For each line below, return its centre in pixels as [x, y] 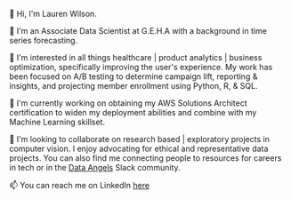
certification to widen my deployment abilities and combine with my [133, 112]
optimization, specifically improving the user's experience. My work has [141, 67]
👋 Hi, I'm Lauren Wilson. [53, 14]
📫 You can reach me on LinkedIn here [79, 185]
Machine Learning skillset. [57, 122]
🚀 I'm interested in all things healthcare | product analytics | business [136, 57]
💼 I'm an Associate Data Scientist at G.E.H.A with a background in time [138, 31]
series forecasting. [44, 40]
